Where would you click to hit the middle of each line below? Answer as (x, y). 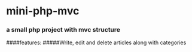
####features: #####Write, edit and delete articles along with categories (96, 42)
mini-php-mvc (43, 11)
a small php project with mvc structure (63, 30)
